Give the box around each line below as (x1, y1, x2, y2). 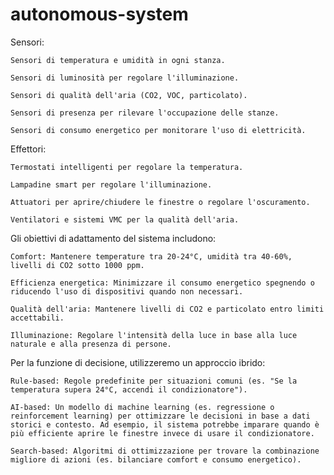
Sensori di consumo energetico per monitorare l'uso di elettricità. (10, 125, 307, 135)
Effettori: (10, 143, 47, 155)
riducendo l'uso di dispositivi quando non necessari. (10, 286, 244, 297)
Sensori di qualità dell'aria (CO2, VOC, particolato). (10, 90, 248, 100)
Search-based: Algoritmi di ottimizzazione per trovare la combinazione (10, 446, 320, 456)
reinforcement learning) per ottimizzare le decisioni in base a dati (10, 411, 311, 421)
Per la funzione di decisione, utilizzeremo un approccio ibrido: (10, 356, 266, 368)
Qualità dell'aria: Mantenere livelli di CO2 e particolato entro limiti (10, 304, 325, 314)
